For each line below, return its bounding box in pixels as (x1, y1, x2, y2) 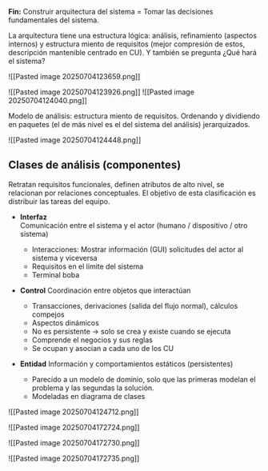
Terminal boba (31, 269, 80, 279)
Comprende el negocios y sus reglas (31, 335, 154, 345)
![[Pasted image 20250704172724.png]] (8, 422, 140, 432)
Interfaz (19, 212, 48, 222)
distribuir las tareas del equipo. (8, 196, 110, 206)
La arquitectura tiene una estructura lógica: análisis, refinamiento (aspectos (8, 31, 258, 40)
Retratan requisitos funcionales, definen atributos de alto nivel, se (8, 179, 225, 189)
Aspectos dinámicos (31, 317, 100, 327)
